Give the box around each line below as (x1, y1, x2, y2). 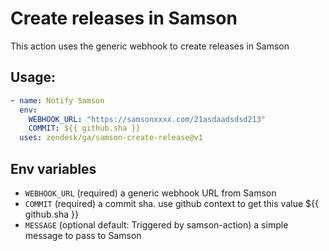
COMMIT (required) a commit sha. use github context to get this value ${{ (24, 197, 319, 209)
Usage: (10, 69, 57, 86)
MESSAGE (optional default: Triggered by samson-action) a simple (24, 218, 289, 231)
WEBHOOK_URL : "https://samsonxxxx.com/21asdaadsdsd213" (28, 114, 267, 124)
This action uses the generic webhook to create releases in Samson (10, 40, 290, 52)
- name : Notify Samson (10, 95, 105, 106)
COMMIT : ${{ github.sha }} (28, 123, 141, 134)
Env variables (10, 160, 97, 177)
